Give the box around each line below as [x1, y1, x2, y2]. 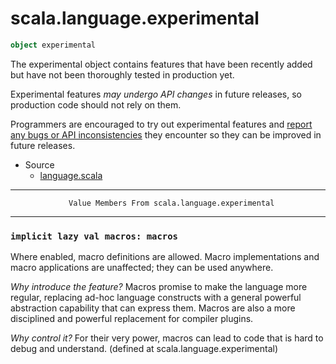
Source [24, 158, 55, 171]
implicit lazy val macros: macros [10, 230, 178, 242]
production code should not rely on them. [10, 98, 182, 111]
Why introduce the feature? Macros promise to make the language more [10, 281, 308, 293]
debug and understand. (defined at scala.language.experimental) [10, 343, 279, 355]
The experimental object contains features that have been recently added [10, 58, 313, 70]
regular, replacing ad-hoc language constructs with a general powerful [10, 292, 302, 304]
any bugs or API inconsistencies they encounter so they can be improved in [10, 128, 322, 141]
